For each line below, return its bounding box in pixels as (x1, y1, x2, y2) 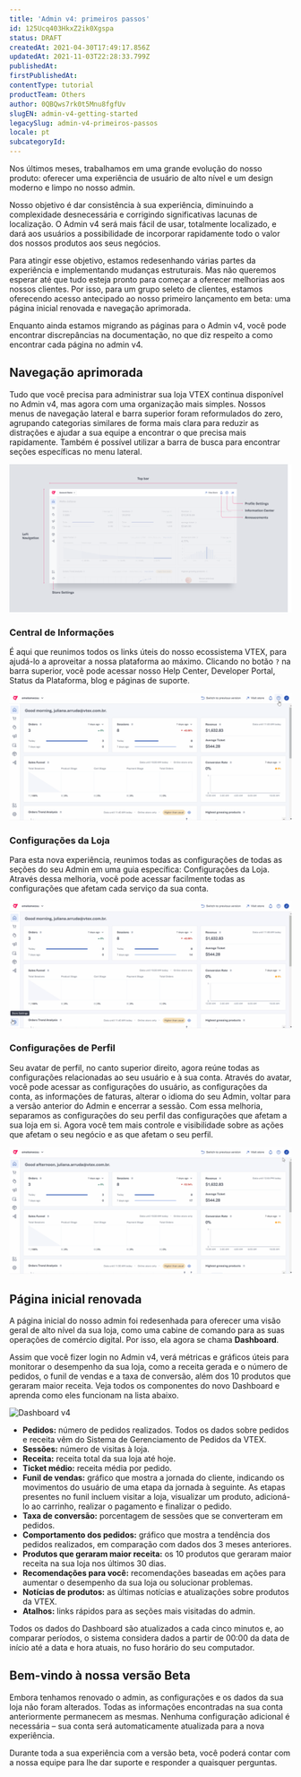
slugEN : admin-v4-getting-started (9, 109, 139, 118)
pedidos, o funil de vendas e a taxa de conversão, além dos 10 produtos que (9, 1371, 291, 1381)
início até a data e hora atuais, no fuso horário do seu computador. (9, 1642, 255, 1653)
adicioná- (254, 1492, 291, 1503)
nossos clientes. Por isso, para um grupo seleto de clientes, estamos (9, 283, 263, 294)
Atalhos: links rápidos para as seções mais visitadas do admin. (21, 1606, 255, 1616)
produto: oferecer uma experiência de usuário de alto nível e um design (9, 173, 273, 183)
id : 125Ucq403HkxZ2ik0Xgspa (9, 23, 115, 33)
